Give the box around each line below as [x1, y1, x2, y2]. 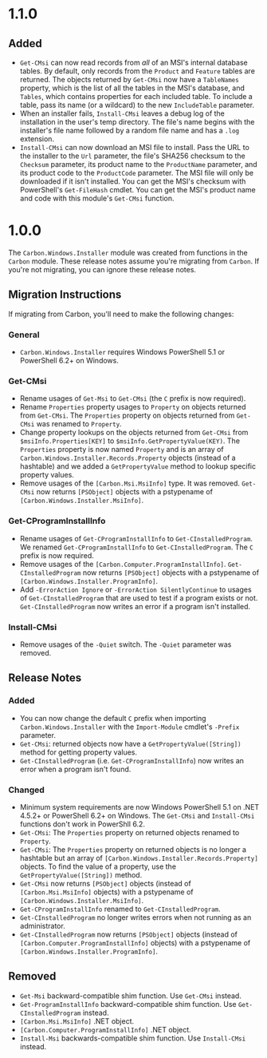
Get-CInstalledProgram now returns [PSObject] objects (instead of [19, 929, 238, 939]
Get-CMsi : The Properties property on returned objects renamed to [19, 827, 240, 837]
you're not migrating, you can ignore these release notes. [8, 264, 197, 274]
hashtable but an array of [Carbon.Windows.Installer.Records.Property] [19, 853, 259, 862]
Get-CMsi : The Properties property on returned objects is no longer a [19, 844, 247, 854]
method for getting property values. [19, 747, 138, 757]
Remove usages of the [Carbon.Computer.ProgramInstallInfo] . [19, 559, 226, 569]
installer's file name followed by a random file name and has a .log [19, 125, 240, 135]
